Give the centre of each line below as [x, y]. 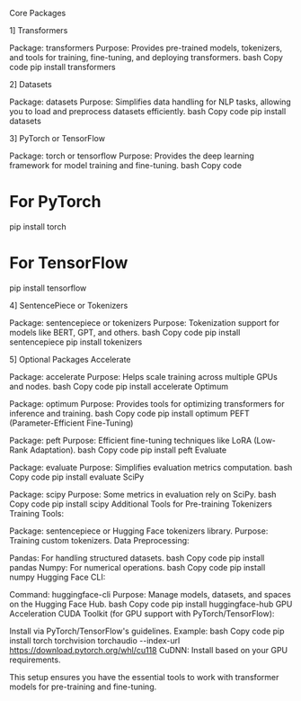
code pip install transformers [62, 67]
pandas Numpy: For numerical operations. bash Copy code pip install [137, 567]
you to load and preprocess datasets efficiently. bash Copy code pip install [148, 111]
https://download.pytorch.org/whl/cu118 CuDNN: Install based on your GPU [149, 650]
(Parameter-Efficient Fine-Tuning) [71, 423]
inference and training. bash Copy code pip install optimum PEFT [129, 413]
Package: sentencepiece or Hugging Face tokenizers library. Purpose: [139, 531]
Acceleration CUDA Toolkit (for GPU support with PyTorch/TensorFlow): [142, 613]
